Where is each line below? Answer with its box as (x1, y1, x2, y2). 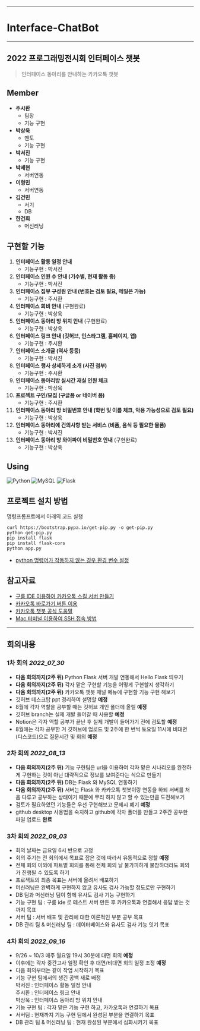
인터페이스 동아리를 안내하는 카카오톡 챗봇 (21, 70, 119, 77)
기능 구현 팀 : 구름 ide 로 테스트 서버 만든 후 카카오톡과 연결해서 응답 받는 (15, 898, 184, 906)
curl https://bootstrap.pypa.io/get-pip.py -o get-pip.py (7, 525, 153, 531)
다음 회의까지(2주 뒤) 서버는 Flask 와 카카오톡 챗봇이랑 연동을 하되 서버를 (15, 786, 184, 793)
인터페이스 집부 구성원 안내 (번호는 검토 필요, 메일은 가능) (15, 288, 146, 295)
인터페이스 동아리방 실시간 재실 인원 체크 (15, 377, 109, 384)
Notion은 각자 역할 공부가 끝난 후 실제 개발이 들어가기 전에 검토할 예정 (15, 718, 177, 725)
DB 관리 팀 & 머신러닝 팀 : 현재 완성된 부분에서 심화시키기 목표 (15, 1019, 159, 1026)
